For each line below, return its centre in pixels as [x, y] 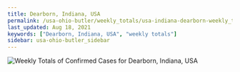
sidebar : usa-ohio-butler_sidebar [59, 41]
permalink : [24, 21]
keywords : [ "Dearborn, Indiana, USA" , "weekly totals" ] [92, 34]
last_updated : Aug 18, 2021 [49, 27]
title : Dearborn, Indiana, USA [54, 14]
